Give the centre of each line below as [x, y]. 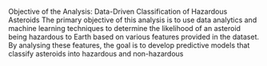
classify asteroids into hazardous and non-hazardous [96, 54]
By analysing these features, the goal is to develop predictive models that [129, 45]
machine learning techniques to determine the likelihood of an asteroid [125, 28]
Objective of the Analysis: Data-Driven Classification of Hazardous [118, 12]
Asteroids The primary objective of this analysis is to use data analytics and [133, 20]
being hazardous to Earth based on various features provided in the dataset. [134, 37]
